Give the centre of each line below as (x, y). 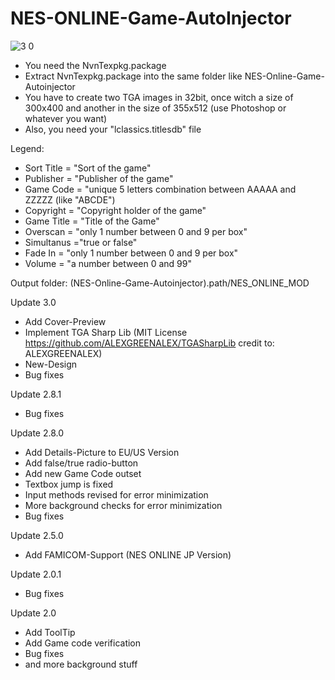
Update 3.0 (33, 302)
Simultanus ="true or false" (81, 242)
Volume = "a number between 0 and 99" (108, 263)
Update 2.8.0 (37, 433)
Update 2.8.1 (36, 394)
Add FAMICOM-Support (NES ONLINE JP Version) (128, 554)
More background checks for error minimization (123, 505)
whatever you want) (66, 118)
